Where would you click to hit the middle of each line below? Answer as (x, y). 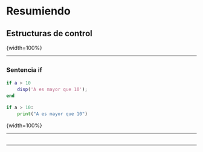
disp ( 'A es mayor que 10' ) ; (52, 90)
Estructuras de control (49, 33)
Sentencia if (24, 69)
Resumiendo (38, 11)
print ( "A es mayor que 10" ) (52, 114)
